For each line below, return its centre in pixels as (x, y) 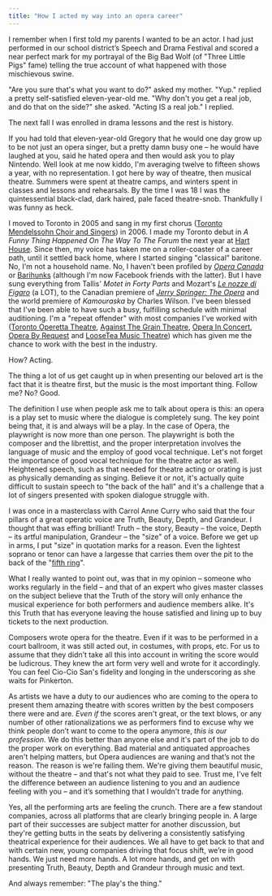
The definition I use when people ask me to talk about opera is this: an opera (136, 408)
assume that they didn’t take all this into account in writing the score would (134, 655)
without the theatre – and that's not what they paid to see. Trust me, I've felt (135, 774)
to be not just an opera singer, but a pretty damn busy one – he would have (134, 146)
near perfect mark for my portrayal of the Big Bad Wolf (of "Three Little (127, 56)
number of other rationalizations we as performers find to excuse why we (131, 722)
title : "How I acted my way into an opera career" (96, 16)
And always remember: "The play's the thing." (85, 883)
